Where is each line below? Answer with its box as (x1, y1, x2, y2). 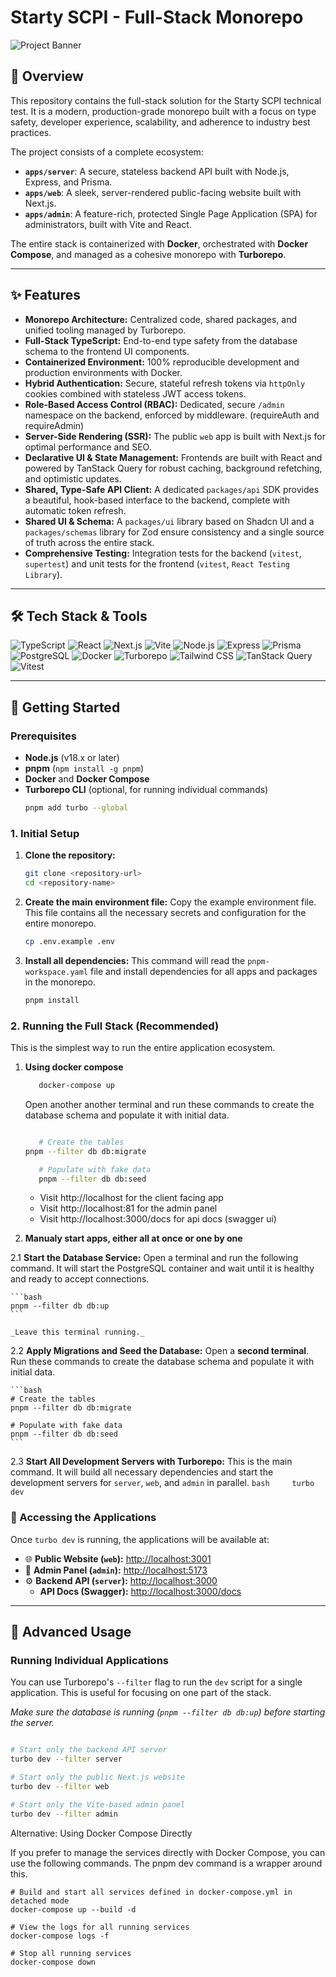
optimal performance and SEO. (24, 441, 152, 453)
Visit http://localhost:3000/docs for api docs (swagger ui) (39, 1213, 277, 1225)
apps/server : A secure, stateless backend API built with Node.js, (24, 165, 290, 177)
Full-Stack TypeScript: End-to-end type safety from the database (24, 334, 298, 346)
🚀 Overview (10, 68, 84, 85)
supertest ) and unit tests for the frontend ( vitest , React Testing (24, 557, 290, 570)
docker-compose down (10, 1957, 97, 1967)
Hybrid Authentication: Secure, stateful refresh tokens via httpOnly (24, 377, 306, 389)
